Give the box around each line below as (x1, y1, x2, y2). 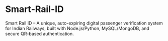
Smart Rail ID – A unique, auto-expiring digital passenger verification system (5, 20, 163, 26)
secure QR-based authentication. (5, 30, 74, 36)
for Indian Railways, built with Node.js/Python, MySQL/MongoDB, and (5, 25, 149, 31)
